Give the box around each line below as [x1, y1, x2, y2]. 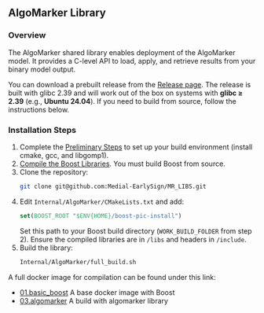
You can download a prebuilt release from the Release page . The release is [8, 79, 251, 89]
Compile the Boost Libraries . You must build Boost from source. [19, 159, 225, 168]
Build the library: [19, 243, 73, 252]
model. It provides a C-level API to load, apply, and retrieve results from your [8, 56, 256, 65]
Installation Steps [8, 124, 77, 135]
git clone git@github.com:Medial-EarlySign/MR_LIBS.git [19, 182, 207, 190]
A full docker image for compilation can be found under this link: [8, 272, 216, 282]
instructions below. [8, 105, 69, 114]
